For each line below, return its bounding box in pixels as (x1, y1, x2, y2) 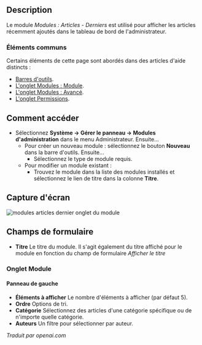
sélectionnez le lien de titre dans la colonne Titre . (33, 174, 159, 182)
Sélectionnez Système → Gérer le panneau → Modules (15, 129, 156, 136)
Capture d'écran (6, 193, 71, 203)
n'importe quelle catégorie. (15, 313, 84, 320)
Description (6, 5, 52, 15)
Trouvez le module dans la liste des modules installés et (33, 168, 175, 176)
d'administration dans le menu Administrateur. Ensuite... (15, 135, 159, 143)
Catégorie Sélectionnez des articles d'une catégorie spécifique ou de (15, 306, 192, 314)
